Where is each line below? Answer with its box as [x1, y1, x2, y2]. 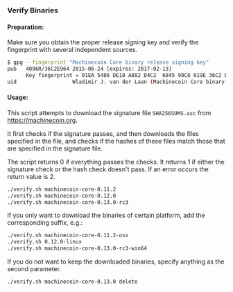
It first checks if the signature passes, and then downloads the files [7, 129, 199, 137]
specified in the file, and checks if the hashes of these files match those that [7, 137, 225, 145]
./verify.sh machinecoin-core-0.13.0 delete [7, 278, 138, 286]
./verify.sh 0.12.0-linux [7, 239, 82, 246]
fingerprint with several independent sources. [7, 46, 137, 54]
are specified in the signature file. [7, 144, 103, 153]
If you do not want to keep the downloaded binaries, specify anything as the [7, 257, 225, 266]
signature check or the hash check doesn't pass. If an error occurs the [7, 165, 209, 173]
